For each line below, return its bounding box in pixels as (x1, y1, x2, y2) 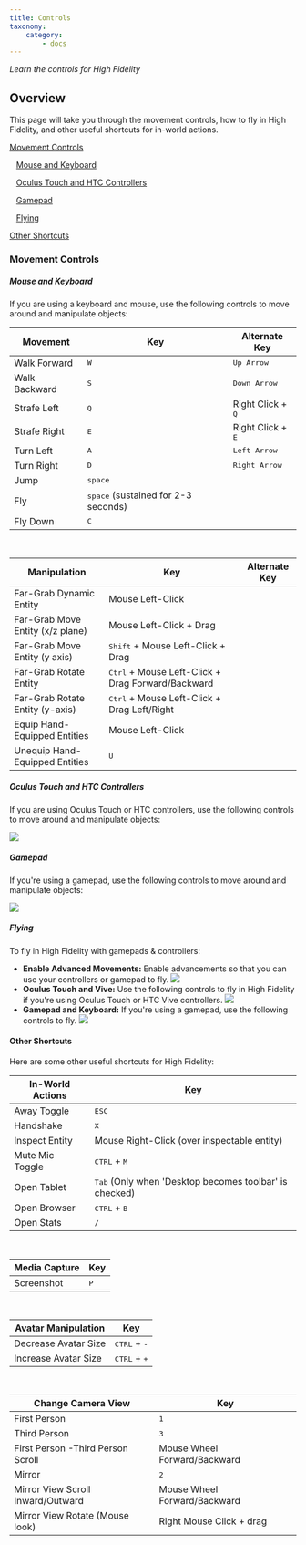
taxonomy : (9, 22, 47, 31)
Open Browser (14, 1201, 76, 1214)
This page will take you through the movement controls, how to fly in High (9, 115, 287, 126)
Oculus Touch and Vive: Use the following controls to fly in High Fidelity (22, 983, 295, 994)
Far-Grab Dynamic (14, 586, 96, 599)
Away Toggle (14, 1104, 70, 1117)
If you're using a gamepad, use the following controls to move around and (9, 875, 287, 886)
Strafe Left (14, 402, 59, 415)
